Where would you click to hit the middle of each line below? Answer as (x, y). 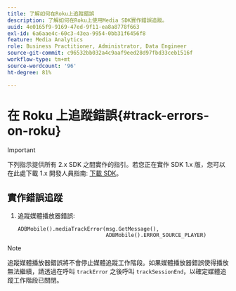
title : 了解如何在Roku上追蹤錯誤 (51, 14)
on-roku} (34, 131)
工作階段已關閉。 (38, 280)
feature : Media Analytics (45, 40)
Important (21, 150)
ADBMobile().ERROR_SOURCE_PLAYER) (156, 236)
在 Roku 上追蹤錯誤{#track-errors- (108, 115)
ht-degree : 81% (29, 72)
